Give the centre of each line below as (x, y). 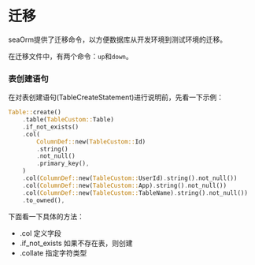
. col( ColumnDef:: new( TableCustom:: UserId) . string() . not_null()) (130, 178)
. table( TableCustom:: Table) (68, 120)
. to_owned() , (44, 200)
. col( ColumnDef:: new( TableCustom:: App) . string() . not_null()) (124, 185)
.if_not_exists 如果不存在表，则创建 (76, 243)
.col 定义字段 (40, 233)
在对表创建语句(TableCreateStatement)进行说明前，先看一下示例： (116, 97)
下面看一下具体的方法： (46, 216)
